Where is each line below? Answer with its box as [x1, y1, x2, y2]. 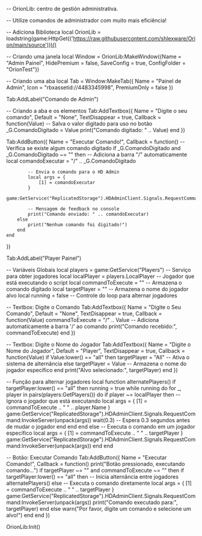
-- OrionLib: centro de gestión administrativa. [6, 5, 118, 12]
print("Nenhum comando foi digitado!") [28, 222, 128, 228]
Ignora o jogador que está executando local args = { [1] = [6, 397, 148, 405]
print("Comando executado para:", [93, 499, 178, 506]
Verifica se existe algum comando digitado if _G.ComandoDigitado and [6, 145, 181, 151]
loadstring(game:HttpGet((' [6, 35, 73, 42]
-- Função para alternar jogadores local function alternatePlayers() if [6, 378, 176, 385]
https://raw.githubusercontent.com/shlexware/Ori [73, 35, 195, 42]
